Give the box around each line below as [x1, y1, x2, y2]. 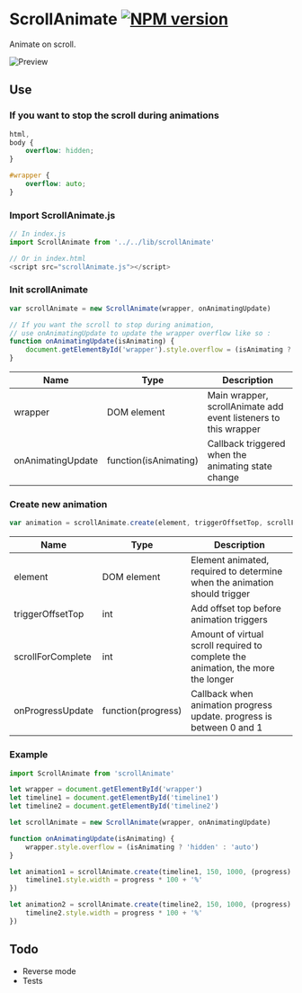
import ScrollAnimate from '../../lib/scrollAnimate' [9, 237, 216, 246]
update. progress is [190, 711, 272, 723]
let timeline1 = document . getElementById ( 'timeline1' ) [9, 793, 219, 802]
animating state [207, 460, 272, 472]
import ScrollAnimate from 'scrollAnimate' [9, 769, 175, 778]
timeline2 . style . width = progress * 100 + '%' [25, 908, 203, 917]
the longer [190, 673, 235, 685]
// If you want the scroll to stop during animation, [9, 320, 216, 329]
